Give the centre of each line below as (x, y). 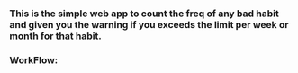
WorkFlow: (34, 59)
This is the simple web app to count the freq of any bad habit (144, 14)
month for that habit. (55, 36)
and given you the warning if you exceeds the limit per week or (149, 24)
